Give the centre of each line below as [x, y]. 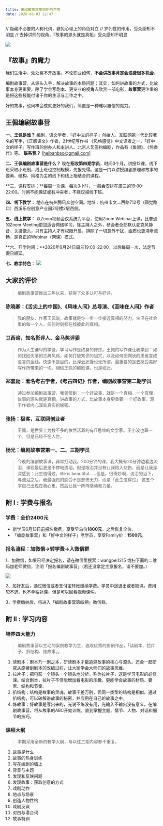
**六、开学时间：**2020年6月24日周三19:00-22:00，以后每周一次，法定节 [81, 247]
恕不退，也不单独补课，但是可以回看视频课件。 [52, 592]
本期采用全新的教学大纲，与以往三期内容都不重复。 [68, 742]
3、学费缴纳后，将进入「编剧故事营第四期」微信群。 [58, 602]
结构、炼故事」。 [46, 652]
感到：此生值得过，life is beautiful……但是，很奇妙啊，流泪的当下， [89, 474]
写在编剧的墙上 [27, 764]
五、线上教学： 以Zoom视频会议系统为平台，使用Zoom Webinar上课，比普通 [81, 219]
